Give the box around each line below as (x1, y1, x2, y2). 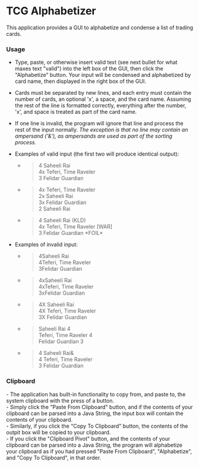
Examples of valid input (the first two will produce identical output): (14, 150, 179, 157)
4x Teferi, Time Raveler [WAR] (38, 223, 113, 230)
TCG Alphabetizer (6, 4, 96, 18)
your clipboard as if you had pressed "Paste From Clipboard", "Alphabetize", (6, 447, 192, 454)
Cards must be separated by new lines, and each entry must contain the (14, 89, 192, 97)
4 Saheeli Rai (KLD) (38, 217, 86, 224)
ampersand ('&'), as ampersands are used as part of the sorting (14, 132, 173, 140)
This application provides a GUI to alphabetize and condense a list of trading (6, 24, 194, 31)
